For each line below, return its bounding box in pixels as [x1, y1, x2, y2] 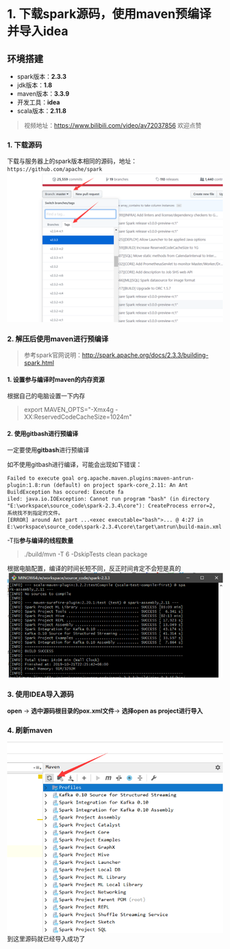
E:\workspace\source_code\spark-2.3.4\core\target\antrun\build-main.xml [7, 523, 222, 531]
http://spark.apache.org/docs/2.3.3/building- [81, 351, 209, 359]
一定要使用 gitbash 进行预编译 [7, 446, 90, 454]
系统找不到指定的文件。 [7, 510, 64, 517]
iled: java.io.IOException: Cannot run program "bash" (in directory [7, 496, 210, 503]
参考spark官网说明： [23, 351, 82, 359]
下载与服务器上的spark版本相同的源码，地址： [7, 157, 138, 165]
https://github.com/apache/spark [7, 166, 103, 173]
